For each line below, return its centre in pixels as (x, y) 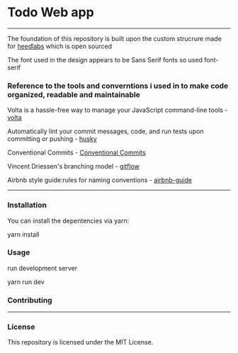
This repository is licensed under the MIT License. (80, 342)
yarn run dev (26, 281)
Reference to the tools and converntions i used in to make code (118, 86)
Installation (27, 205)
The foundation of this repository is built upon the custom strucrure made (114, 38)
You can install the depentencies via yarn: (68, 220)
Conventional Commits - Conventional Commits (77, 152)
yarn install (23, 234)
